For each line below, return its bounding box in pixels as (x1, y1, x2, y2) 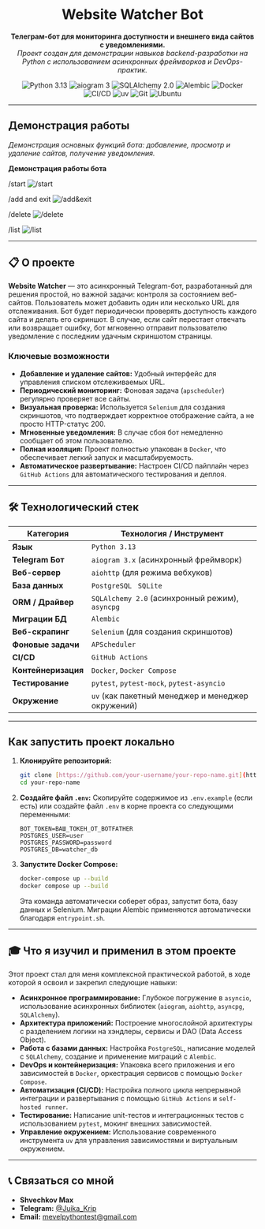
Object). (19, 1035, 47, 1044)
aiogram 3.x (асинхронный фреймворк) (91, 554, 243, 565)
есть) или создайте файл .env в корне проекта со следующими (19, 801, 234, 811)
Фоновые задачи (12, 639, 80, 650)
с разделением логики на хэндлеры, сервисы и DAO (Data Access (19, 1026, 243, 1036)
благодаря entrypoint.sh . (19, 913, 106, 922)
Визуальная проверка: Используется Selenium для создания (19, 402, 226, 412)
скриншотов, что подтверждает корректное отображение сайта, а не (19, 410, 255, 420)
